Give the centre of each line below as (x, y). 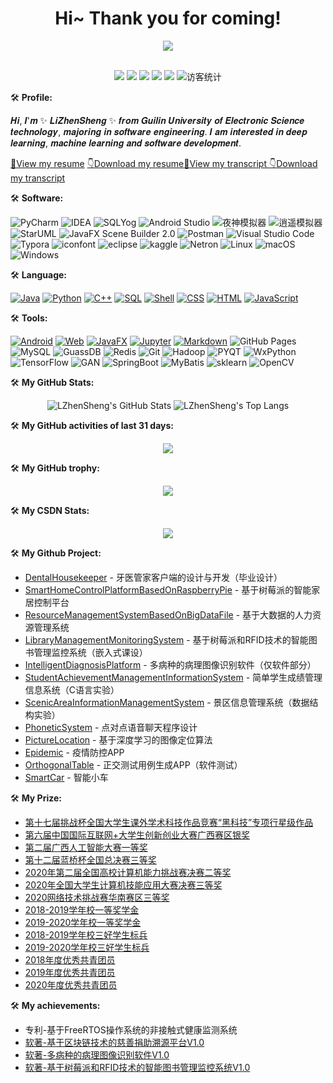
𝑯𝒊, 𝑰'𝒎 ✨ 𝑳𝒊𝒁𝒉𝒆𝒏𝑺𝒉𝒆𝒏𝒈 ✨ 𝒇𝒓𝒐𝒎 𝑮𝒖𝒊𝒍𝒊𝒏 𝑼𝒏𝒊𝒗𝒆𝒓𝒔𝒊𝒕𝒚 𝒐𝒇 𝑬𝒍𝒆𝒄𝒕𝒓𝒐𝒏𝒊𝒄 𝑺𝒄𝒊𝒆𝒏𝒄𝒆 (157, 120)
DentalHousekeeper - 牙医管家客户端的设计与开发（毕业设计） (153, 577)
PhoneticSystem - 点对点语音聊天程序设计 (111, 727)
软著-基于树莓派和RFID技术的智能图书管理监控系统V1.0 (137, 1067)
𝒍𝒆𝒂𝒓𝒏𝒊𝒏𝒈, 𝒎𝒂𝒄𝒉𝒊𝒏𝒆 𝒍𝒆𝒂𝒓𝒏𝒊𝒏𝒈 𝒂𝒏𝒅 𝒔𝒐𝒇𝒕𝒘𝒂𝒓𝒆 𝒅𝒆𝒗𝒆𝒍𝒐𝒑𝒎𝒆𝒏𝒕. (126, 143)
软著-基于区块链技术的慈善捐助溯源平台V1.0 (114, 1042)
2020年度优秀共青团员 (71, 984)
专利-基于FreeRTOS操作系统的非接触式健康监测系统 (131, 1029)
